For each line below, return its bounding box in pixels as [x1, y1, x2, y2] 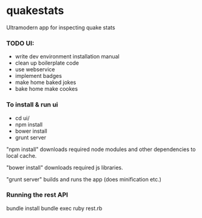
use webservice [15, 66, 55, 73]
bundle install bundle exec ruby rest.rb [6, 205, 103, 212]
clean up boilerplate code [15, 59, 79, 67]
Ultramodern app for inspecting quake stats [6, 24, 115, 31]
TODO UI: [6, 39, 35, 47]
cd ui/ [15, 114, 30, 122]
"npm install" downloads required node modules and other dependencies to [6, 146, 196, 153]
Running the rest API [6, 191, 69, 199]
